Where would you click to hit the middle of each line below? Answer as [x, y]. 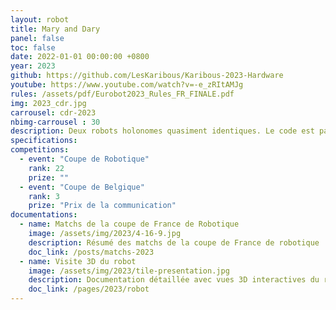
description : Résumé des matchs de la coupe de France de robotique [174, 242]
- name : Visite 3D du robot [78, 261]
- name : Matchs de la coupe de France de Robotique [129, 224]
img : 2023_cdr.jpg [48, 103]
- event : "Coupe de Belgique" [82, 187]
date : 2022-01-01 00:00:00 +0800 [80, 57]
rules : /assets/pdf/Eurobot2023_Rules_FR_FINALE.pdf [122, 94]
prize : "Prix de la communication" [102, 206]
